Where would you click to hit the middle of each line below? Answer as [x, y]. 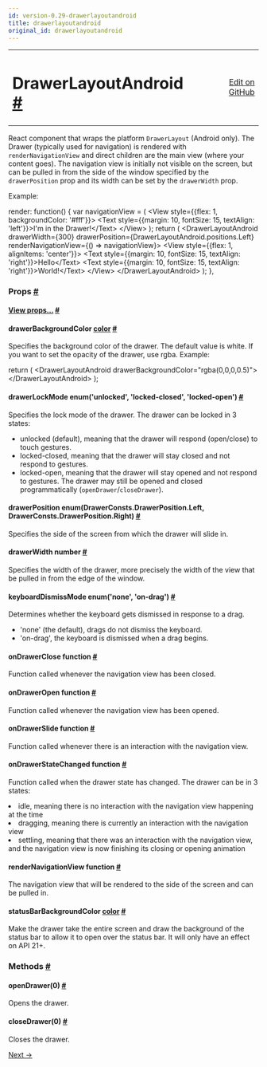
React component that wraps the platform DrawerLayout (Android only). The [132, 138]
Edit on [242, 82]
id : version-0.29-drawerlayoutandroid [72, 16]
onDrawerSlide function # [52, 728]
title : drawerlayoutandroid [55, 23]
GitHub [242, 93]
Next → [21, 1054]
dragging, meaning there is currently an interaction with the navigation [133, 823]
